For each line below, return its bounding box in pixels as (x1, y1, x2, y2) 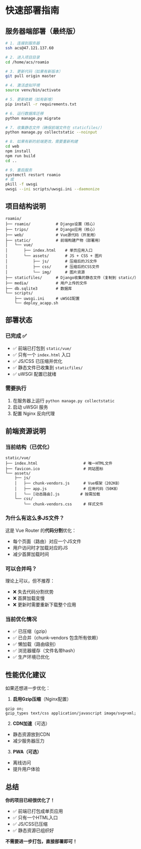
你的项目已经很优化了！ (5, 797, 55, 803)
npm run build (5, 153, 36, 158)
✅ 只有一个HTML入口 (12, 815, 58, 820)
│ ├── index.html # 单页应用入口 (5, 248, 93, 253)
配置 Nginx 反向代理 (12, 410, 55, 416)
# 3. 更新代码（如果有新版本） (5, 69, 63, 74)
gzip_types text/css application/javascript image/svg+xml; (5, 711, 137, 716)
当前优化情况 (5, 616, 37, 622)
